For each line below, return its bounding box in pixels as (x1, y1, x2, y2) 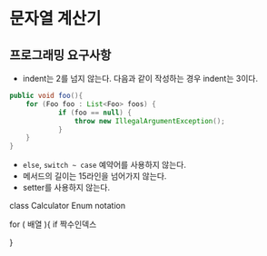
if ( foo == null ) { (57, 108, 132, 117)
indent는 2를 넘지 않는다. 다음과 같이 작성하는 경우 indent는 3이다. (22, 74, 259, 84)
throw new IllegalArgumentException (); (74, 116, 225, 125)
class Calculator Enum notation (9, 201, 125, 212)
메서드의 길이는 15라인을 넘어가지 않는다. (22, 171, 167, 182)
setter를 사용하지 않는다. (22, 182, 111, 193)
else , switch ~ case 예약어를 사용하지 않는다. (22, 160, 187, 171)
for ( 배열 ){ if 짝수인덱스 (9, 219, 97, 230)
